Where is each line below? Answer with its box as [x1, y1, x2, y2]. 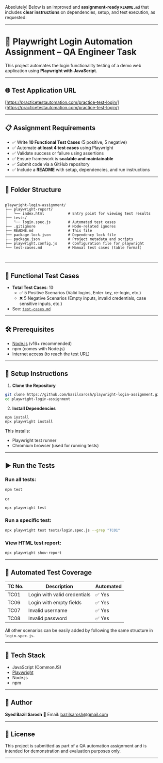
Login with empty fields [28, 599, 81, 606]
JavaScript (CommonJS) [12, 664, 62, 670]
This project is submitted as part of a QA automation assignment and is [5, 743, 147, 749]
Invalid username [28, 607, 68, 613]
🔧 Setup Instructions [5, 370, 68, 378]
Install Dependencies [12, 405, 56, 411]
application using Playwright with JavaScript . [5, 68, 98, 74]
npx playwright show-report [5, 551, 62, 555]
